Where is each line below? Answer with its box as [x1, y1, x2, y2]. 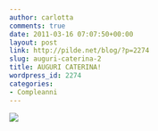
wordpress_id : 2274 [9, 71, 82, 80]
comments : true [9, 21, 66, 30]
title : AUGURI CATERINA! [9, 63, 102, 72]
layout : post [9, 37, 58, 47]
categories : [9, 79, 54, 88]
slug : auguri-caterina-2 [9, 54, 102, 63]
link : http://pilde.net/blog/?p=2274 [9, 46, 150, 55]
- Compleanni [9, 87, 58, 96]
